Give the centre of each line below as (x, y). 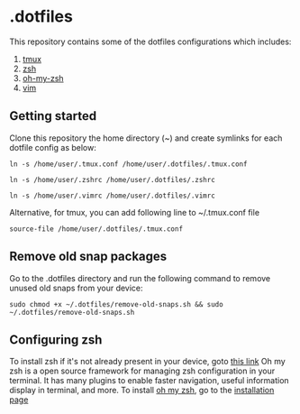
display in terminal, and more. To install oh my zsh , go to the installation (142, 391)
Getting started (53, 116)
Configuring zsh (56, 340)
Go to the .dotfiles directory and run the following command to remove (140, 278)
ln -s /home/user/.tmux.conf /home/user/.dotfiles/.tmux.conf (128, 164)
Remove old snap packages (88, 257)
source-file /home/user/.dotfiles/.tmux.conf (96, 229)
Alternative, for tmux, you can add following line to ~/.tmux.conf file (134, 212)
